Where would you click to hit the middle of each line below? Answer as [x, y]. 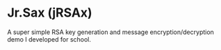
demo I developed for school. [49, 39]
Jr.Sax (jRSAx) [50, 13]
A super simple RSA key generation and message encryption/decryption [110, 32]
